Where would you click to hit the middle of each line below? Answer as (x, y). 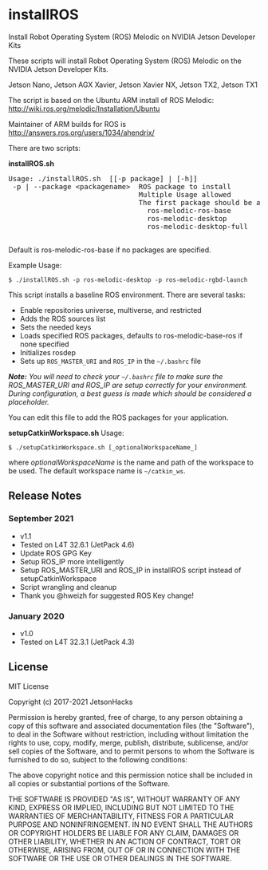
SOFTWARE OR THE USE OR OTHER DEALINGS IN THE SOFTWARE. (120, 858)
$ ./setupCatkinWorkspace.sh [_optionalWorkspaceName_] (103, 447)
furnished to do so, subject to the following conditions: (98, 759)
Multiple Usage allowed (185, 194)
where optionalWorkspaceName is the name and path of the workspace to (131, 462)
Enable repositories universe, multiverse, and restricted (110, 310)
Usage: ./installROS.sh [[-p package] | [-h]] (103, 178)
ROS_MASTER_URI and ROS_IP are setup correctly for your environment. (128, 385)
